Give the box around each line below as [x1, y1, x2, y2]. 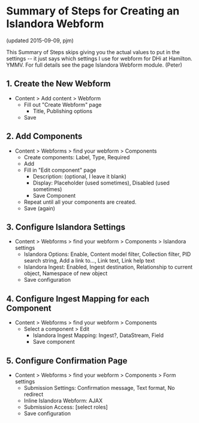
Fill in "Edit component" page [23, 166, 97, 174]
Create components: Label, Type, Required [23, 153, 130, 160]
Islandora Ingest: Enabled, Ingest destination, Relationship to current [23, 263, 193, 271]
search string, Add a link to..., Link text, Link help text [23, 257, 155, 264]
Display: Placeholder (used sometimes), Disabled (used [32, 179, 170, 186]
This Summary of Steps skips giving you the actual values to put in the [6, 48, 180, 55]
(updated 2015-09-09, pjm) [6, 37, 74, 44]
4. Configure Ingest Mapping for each [6, 293, 150, 304]
